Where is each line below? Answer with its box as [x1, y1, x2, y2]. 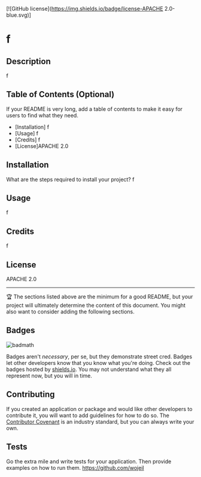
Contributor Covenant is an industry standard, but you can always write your [6, 418, 194, 425]
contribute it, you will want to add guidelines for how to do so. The [6, 412, 169, 419]
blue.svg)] [6, 11, 32, 19]
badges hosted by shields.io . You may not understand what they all [6, 366, 172, 373]
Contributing [6, 390, 55, 400]
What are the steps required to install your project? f [6, 176, 135, 183]
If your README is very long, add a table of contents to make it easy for [6, 105, 183, 113]
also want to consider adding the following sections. [6, 308, 135, 315]
